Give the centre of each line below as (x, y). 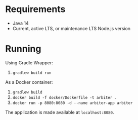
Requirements (35, 9)
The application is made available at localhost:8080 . (60, 112)
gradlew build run (32, 73)
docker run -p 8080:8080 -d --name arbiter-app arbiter (73, 103)
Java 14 (20, 23)
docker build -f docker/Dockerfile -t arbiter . (65, 97)
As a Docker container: (29, 82)
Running (23, 49)
